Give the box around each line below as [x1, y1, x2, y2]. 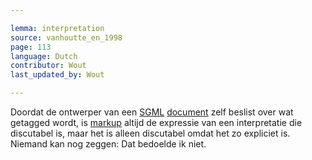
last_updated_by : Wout [10, 70, 105, 80]
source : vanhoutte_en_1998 [10, 32, 123, 43]
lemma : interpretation [10, 23, 105, 33]
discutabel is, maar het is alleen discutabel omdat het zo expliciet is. [10, 127, 291, 139]
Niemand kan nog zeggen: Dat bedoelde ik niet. [10, 138, 207, 150]
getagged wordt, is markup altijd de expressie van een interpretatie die [10, 117, 303, 128]
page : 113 [10, 42, 52, 52]
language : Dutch [10, 51, 78, 61]
